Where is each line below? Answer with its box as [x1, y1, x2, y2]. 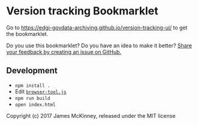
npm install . [14, 83, 50, 89]
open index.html [14, 102, 56, 108]
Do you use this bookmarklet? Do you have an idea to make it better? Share [6, 42, 192, 49]
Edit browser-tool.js [14, 88, 67, 95]
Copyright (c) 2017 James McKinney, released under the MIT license [6, 112, 176, 119]
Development [6, 66, 58, 76]
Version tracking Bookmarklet [6, 4, 158, 18]
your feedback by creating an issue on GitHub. [6, 48, 122, 55]
